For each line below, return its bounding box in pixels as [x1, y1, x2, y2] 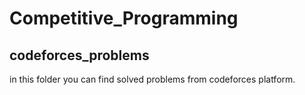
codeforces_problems [9, 47, 150, 64]
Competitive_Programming [9, 7, 239, 30]
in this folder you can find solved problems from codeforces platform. [9, 73, 296, 85]
